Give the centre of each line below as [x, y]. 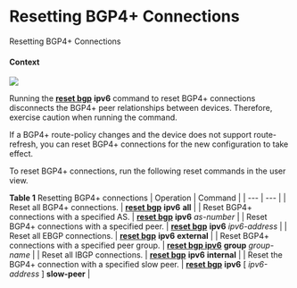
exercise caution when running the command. [94, 117]
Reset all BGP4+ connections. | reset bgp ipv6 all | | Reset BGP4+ [131, 208]
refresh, [24, 144]
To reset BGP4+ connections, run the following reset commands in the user [148, 171]
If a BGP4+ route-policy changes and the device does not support [131, 135]
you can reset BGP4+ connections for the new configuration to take [164, 144]
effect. [21, 154]
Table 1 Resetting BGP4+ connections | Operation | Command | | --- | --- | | [148, 198]
